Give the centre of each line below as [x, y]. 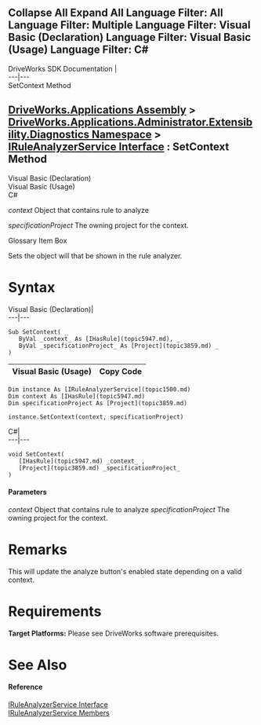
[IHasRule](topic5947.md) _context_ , [82, 461]
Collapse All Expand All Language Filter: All [116, 13]
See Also [38, 665]
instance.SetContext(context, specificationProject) [96, 417]
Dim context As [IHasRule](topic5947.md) [77, 396]
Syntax [32, 287]
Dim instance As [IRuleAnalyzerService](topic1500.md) [100, 389]
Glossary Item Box [38, 240]
